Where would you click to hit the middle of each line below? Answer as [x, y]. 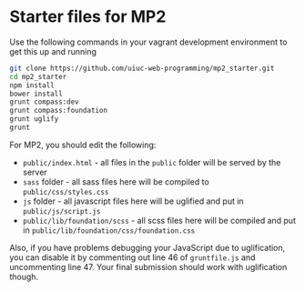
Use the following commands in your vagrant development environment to [148, 42]
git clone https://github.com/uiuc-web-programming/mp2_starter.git [142, 68]
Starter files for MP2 [88, 17]
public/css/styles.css [66, 192]
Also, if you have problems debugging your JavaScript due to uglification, [147, 247]
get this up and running [53, 51]
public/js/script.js [61, 211]
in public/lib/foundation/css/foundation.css [109, 230]
